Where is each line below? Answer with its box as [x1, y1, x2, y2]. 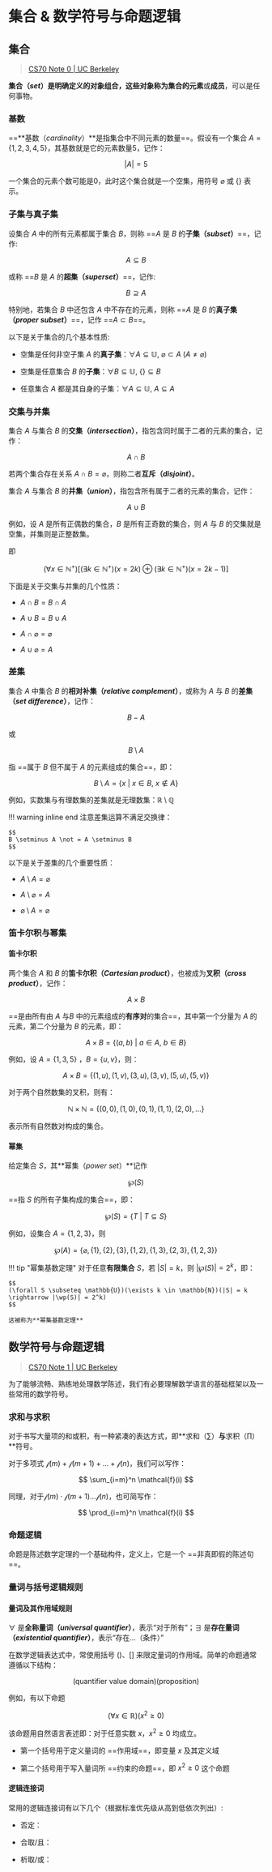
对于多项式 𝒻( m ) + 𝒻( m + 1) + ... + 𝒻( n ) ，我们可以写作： [8, 1458, 186, 1468]
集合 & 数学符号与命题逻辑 [8, 7, 181, 26]
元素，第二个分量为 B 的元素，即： [8, 1021, 124, 1031]
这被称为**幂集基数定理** [8, 1316, 83, 1324]
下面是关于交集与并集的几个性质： [8, 581, 122, 591]
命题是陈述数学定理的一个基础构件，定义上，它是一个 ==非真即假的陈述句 [8, 1549, 254, 1559]
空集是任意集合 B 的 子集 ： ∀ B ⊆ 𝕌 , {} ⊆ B [19, 366, 161, 376]
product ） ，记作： [8, 978, 68, 988]
